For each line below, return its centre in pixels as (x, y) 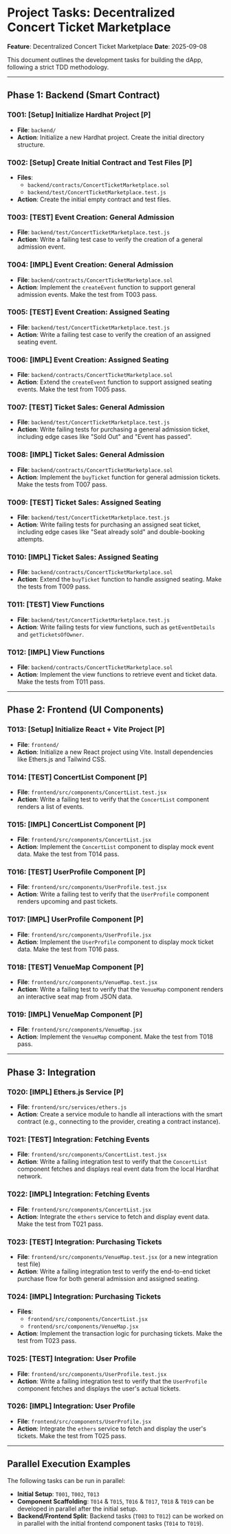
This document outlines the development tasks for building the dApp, (105, 59)
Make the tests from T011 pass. (61, 682)
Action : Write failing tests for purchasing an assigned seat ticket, (109, 524)
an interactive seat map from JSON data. (75, 996)
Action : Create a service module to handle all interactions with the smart (120, 1114)
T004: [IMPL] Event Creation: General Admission (90, 265)
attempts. (31, 539)
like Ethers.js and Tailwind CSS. (62, 759)
